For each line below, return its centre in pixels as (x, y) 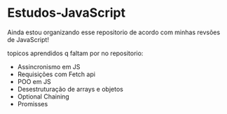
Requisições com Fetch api (56, 74)
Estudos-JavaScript (67, 13)
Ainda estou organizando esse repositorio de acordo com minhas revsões (114, 32)
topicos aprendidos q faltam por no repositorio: (75, 53)
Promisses (33, 104)
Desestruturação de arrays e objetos (70, 89)
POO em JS (34, 81)
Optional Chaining (43, 97)
